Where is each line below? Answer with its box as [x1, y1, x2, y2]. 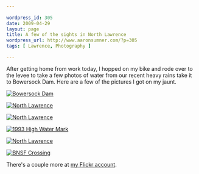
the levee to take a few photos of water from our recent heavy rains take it [6, 71, 192, 79]
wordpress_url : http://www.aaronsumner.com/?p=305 [6, 37, 138, 43]
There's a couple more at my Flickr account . [6, 161, 117, 168]
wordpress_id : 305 [6, 15, 53, 21]
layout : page [6, 26, 40, 32]
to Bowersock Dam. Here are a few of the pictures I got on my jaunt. [6, 78, 176, 85]
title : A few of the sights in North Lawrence [6, 32, 127, 38]
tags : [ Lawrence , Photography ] [6, 43, 91, 49]
